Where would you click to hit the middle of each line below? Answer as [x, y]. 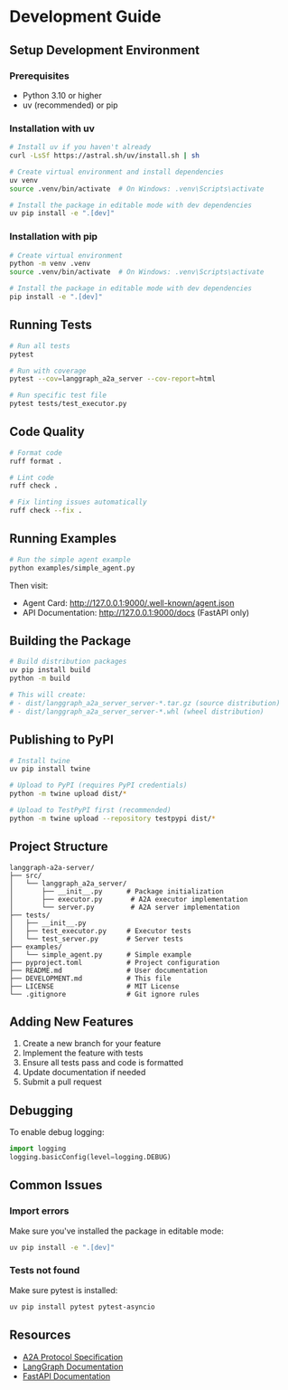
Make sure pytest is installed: [64, 1290]
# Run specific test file [58, 395]
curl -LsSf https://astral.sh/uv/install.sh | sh [105, 156]
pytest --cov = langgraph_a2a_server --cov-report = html [113, 379]
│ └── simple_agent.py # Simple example [101, 955]
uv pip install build [50, 670]
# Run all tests [40, 345]
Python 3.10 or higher [62, 95]
